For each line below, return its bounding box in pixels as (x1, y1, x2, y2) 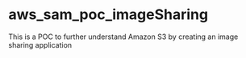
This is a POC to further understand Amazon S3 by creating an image (8, 32, 239, 41)
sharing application (8, 40, 73, 49)
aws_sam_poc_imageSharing (8, 6, 208, 24)
